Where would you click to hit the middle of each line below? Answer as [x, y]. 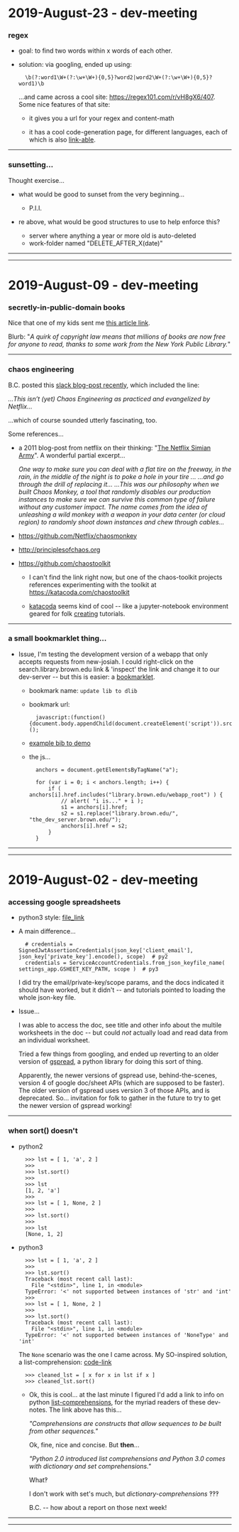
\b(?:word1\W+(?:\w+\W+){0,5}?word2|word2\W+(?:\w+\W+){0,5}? [119, 78]
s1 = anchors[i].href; [94, 807]
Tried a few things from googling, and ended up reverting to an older [118, 1054]
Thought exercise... [36, 180]
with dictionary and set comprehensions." [90, 1466]
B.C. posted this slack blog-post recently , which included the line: [104, 385]
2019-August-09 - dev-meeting [103, 285]
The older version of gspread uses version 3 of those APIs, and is [114, 1091]
